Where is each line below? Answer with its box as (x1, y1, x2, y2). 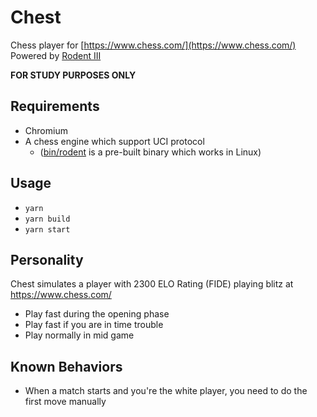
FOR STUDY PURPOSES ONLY (10, 69, 137, 81)
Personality (10, 251, 84, 268)
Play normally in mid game (24, 329, 135, 341)
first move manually (24, 396, 107, 408)
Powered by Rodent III (10, 49, 102, 61)
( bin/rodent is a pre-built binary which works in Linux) (39, 146, 262, 158)
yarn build (24, 214, 71, 224)
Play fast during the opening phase (24, 308, 170, 320)
